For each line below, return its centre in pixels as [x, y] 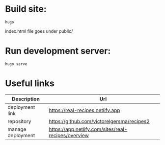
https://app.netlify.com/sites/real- [88, 129]
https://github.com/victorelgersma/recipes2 [99, 121]
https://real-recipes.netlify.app [84, 110]
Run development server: [58, 51]
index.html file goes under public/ [39, 31]
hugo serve [16, 64]
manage [17, 129]
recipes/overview [69, 135]
